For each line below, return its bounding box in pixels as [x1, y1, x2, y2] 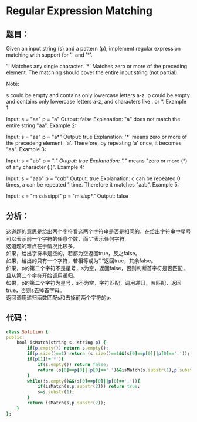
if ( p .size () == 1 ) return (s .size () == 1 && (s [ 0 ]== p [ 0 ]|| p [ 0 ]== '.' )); [27, 351, 191, 357]
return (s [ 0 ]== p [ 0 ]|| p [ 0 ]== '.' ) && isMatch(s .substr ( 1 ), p [37, 367, 177, 373]
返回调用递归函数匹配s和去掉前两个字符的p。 [6, 294, 115, 301]
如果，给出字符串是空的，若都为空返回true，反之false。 [6, 250, 141, 257]
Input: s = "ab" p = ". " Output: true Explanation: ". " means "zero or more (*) [6, 157, 188, 164]
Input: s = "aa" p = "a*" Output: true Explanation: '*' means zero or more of [6, 134, 188, 140]
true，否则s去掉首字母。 [6, 287, 65, 294]
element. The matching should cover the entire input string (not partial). [6, 69, 179, 76]
